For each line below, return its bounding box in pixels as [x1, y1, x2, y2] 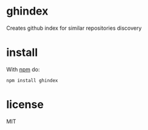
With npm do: [6, 66, 41, 73]
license [6, 98, 44, 112]
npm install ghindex [6, 77, 59, 83]
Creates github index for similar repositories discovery [6, 24, 142, 32]
